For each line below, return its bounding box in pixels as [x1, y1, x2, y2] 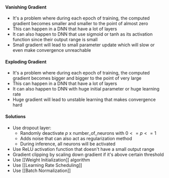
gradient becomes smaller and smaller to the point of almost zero [12, 21, 148, 27]
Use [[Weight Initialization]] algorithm [12, 156, 90, 163]
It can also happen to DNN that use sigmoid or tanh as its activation [12, 31, 153, 37]
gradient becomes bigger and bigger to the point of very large [12, 75, 142, 81]
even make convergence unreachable [12, 47, 91, 53]
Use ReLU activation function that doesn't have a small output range [12, 146, 155, 152]
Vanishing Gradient [5, 4, 47, 10]
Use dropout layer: [12, 125, 51, 131]
